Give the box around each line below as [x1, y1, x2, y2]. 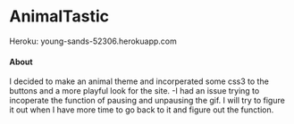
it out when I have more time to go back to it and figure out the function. [9, 104, 274, 115]
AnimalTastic [9, 6, 110, 27]
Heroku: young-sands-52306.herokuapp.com [9, 36, 177, 46]
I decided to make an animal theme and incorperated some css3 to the [9, 76, 270, 87]
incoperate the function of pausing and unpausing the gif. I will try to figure [9, 95, 286, 106]
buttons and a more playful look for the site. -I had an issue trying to [9, 86, 260, 96]
